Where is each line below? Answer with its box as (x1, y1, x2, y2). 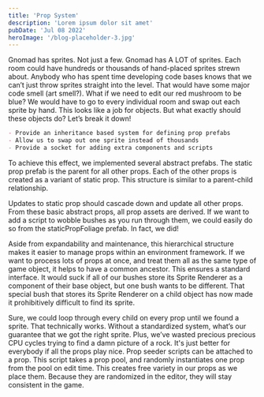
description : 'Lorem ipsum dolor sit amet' (8, 19, 154, 27)
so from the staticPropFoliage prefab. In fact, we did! (8, 223, 180, 233)
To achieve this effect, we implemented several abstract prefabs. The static (8, 158, 253, 167)
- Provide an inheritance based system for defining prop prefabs (8, 129, 231, 137)
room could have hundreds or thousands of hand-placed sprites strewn (8, 64, 240, 73)
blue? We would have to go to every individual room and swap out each (8, 97, 240, 107)
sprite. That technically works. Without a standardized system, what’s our (8, 321, 247, 331)
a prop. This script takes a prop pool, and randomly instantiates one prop (8, 354, 245, 364)
